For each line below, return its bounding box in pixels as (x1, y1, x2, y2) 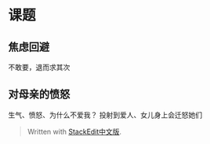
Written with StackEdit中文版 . (27, 127, 122, 136)
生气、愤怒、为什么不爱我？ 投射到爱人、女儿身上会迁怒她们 (8, 110, 202, 120)
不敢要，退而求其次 (8, 63, 71, 72)
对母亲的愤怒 (8, 87, 71, 102)
